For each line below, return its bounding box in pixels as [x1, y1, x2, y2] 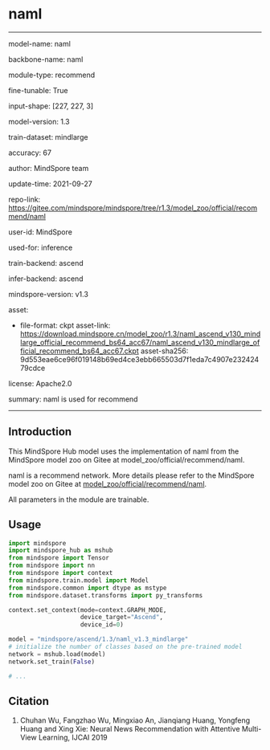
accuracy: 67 [8, 148, 52, 157]
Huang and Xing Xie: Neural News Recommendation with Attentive [19, 724, 240, 734]
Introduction [8, 425, 72, 438]
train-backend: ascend [8, 258, 84, 267]
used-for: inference [8, 243, 73, 252]
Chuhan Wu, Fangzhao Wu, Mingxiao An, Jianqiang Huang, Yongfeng [19, 715, 251, 725]
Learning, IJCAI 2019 [39, 732, 108, 743]
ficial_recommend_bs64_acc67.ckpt [19, 346, 139, 356]
